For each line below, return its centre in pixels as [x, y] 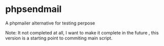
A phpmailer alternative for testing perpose [50, 23]
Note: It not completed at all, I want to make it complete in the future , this [82, 32]
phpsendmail [34, 9]
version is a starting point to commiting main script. [59, 38]
